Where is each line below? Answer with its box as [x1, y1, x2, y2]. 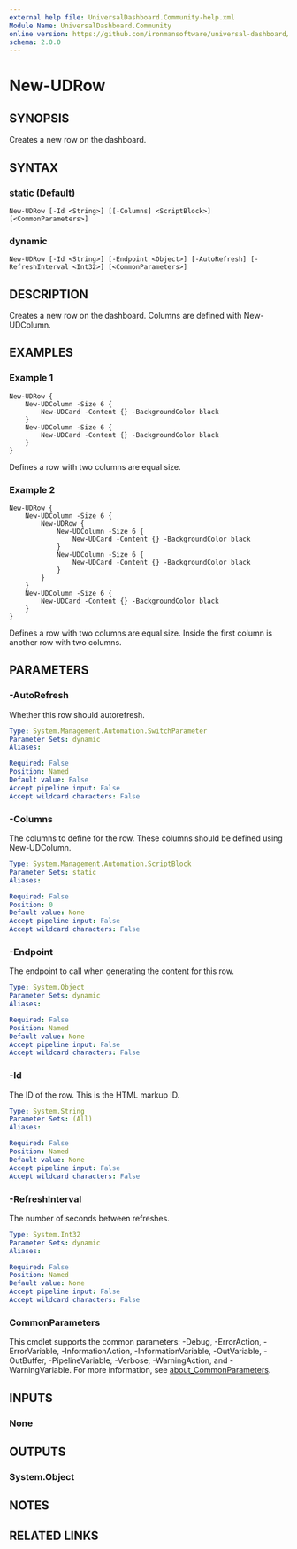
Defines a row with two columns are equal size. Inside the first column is [9, 628, 273, 638]
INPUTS [9, 1391, 53, 1406]
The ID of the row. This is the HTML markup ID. [9, 1090, 180, 1100]
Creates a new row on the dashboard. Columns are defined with [9, 311, 242, 321]
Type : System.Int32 [9, 1229, 81, 1239]
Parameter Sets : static [9, 867, 97, 876]
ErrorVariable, [9, 1346, 60, 1357]
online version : [9, 29, 69, 38]
